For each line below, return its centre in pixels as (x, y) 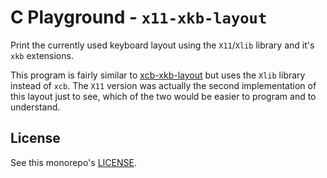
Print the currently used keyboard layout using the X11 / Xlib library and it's (162, 45)
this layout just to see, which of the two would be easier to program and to (163, 96)
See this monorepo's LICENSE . (73, 162)
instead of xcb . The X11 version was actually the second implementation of (163, 85)
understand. (35, 107)
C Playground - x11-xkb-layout (139, 17)
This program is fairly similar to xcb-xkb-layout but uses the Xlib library (158, 75)
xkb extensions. (42, 55)
